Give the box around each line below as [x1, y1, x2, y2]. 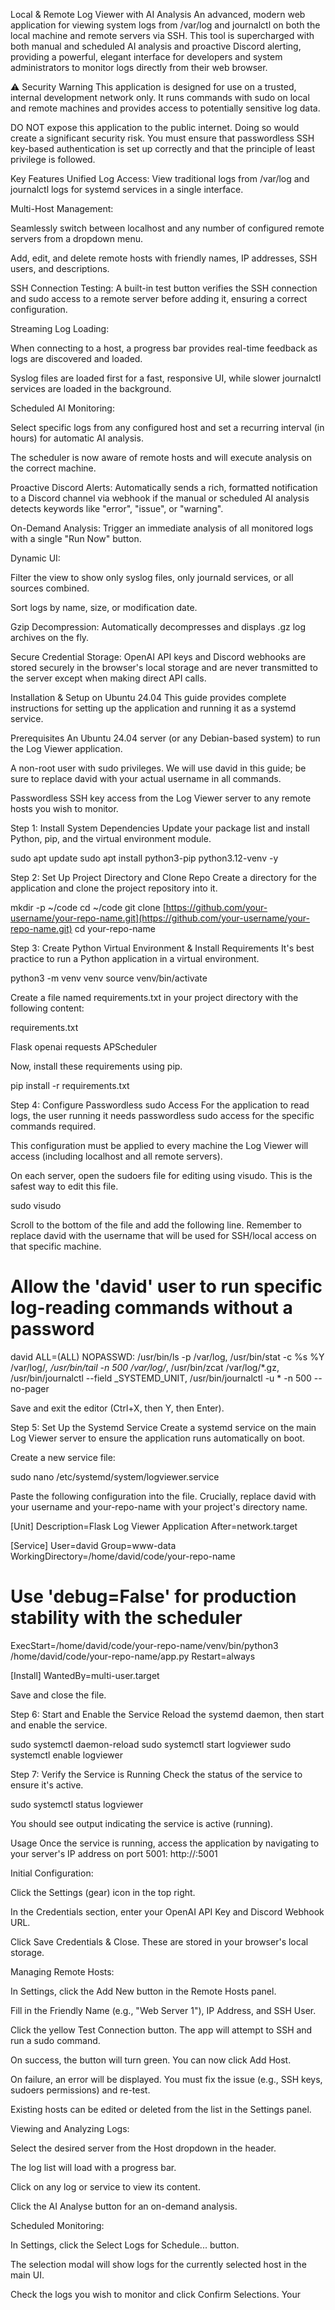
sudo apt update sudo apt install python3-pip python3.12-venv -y [10, 852, 279, 864]
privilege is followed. [10, 154, 96, 165]
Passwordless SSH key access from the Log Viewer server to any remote [10, 792, 312, 804]
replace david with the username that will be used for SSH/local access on [10, 1230, 317, 1241]
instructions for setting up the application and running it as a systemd [10, 702, 297, 714]
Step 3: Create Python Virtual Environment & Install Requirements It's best [10, 942, 315, 954]
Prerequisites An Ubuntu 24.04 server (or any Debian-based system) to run [10, 732, 321, 744]
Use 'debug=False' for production [10, 1585, 297, 1608]
